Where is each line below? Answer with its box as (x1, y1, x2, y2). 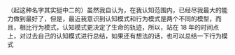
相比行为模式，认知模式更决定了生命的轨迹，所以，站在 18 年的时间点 (19, 23, 220, 31)
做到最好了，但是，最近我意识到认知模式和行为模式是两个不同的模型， (13, 14, 215, 23)
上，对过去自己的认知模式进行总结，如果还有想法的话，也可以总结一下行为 (7, 32, 222, 40)
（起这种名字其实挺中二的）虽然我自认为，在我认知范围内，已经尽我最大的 (7, 6, 222, 14)
